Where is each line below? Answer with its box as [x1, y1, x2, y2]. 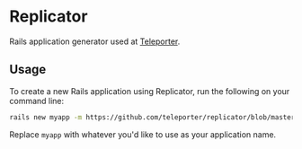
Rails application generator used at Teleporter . [9, 36, 181, 47]
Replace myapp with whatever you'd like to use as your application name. [9, 128, 277, 140]
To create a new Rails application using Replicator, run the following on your [9, 85, 290, 96]
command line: [9, 95, 65, 106]
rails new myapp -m [9, 112, 83, 122]
